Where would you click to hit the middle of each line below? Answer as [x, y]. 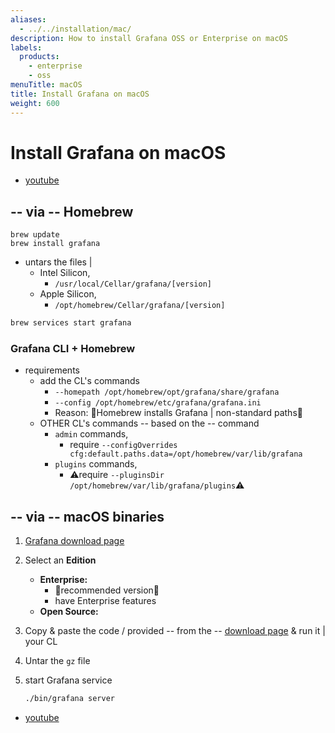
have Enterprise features [105, 601]
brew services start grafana [71, 323]
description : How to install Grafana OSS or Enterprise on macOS [149, 38]
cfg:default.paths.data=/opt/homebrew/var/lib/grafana [186, 454]
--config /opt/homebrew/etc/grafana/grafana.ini [158, 403]
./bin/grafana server [69, 699]
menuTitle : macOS [46, 85]
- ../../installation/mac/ [75, 29]
